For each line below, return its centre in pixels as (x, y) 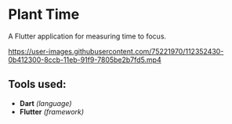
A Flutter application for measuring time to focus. (87, 36)
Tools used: (37, 84)
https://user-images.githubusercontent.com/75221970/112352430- (116, 51)
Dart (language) (45, 103)
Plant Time (44, 15)
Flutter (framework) (52, 111)
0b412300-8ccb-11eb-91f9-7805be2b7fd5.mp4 (85, 60)
